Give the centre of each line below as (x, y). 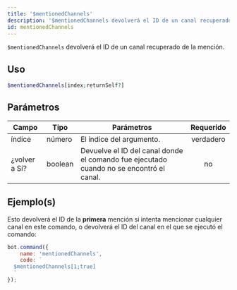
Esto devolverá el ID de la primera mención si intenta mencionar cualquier (115, 219)
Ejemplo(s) (32, 202)
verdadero (208, 139)
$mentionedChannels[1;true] (55, 267)
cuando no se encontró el (123, 168)
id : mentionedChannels (41, 27)
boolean (60, 164)
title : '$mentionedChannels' (50, 14)
